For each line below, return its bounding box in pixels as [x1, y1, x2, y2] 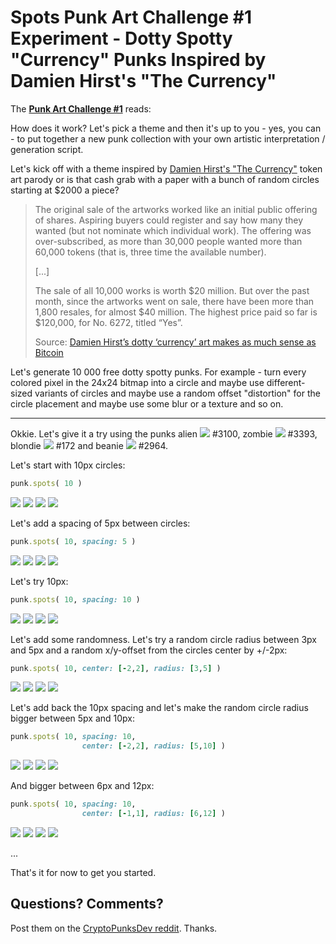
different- [266, 376, 306, 388]
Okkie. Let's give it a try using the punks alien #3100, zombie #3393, [10, 427, 318, 440]
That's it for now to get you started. [10, 866, 157, 878]
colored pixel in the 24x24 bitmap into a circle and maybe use [10, 376, 265, 388]
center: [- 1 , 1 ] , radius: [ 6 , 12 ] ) [81, 809, 226, 819]
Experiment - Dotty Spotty [10, 27, 233, 50]
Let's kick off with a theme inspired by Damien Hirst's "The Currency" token [10, 162, 323, 175]
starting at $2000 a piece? [10, 184, 120, 196]
